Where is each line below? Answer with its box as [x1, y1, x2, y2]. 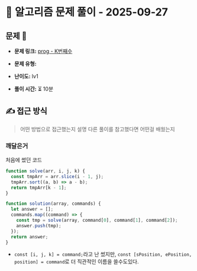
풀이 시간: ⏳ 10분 [14, 85, 54, 92]
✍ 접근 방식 [5, 106, 48, 116]
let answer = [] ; [11, 207, 54, 212]
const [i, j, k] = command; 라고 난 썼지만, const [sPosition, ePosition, [14, 251, 192, 258]
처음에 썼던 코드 [5, 156, 43, 163]
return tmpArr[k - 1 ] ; [11, 185, 67, 191]
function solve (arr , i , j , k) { [5, 168, 85, 175]
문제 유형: [14, 60, 37, 67]
